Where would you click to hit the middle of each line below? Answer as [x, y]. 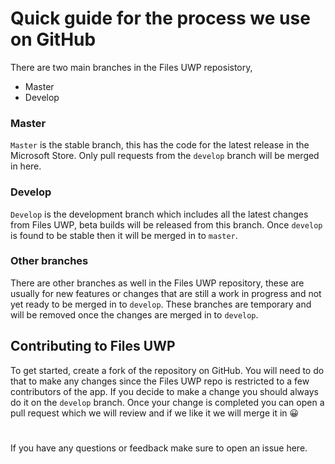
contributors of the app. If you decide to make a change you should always [164, 391]
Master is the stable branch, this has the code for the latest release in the [160, 145]
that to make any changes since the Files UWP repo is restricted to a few [160, 381]
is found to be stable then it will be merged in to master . [124, 235]
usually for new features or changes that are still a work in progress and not [166, 293]
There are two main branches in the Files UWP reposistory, [131, 67]
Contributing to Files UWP [93, 346]
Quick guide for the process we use [160, 18]
